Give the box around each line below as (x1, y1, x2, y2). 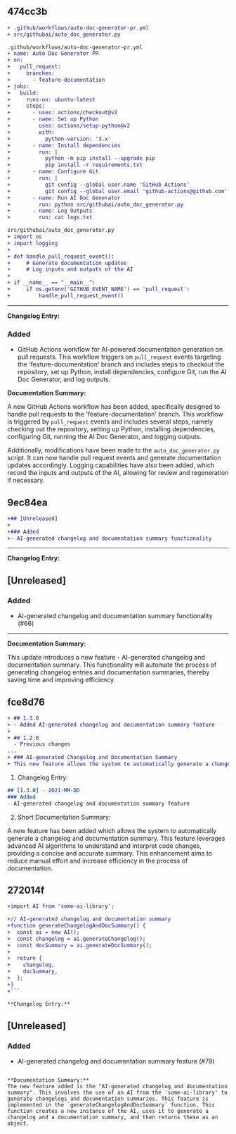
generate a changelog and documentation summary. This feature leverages (7, 834, 225, 842)
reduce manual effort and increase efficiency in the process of (7, 856, 188, 865)
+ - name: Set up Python (7, 116, 99, 123)
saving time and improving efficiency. (7, 676, 116, 684)
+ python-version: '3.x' (7, 135, 112, 142)
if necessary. (7, 476, 45, 485)
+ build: (7, 90, 39, 97)
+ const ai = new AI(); (7, 928, 80, 936)
